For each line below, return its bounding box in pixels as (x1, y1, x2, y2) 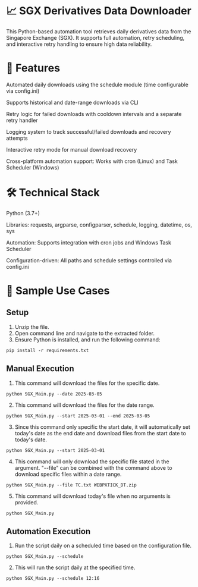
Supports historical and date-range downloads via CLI (6, 99, 139, 106)
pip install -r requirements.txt (6, 347, 89, 353)
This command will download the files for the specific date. (14, 379, 160, 387)
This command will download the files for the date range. (14, 401, 155, 409)
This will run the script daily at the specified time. (14, 564, 136, 571)
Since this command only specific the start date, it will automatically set (14, 423, 190, 431)
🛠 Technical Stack (6, 186, 100, 199)
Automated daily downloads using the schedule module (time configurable (6, 81, 189, 88)
